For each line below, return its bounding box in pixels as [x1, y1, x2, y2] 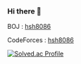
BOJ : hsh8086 [7, 23, 51, 31]
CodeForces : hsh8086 [7, 36, 74, 44]
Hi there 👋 [7, 6, 42, 16]
